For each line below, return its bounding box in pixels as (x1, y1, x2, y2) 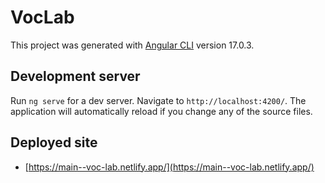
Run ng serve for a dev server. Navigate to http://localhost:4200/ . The (10, 94, 307, 106)
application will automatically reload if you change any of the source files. (10, 105, 313, 117)
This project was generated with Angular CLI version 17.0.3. (10, 39, 255, 51)
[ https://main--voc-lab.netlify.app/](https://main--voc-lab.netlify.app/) (24, 161, 315, 173)
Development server (10, 68, 141, 85)
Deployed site (10, 134, 98, 151)
